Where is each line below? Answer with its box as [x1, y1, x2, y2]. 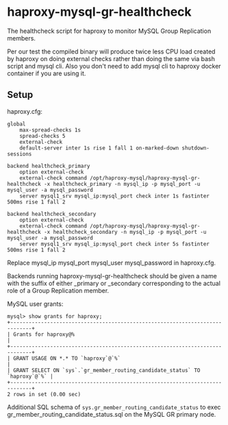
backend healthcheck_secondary [7, 210, 97, 217]
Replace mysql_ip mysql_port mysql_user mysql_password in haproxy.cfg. [7, 258, 216, 267]
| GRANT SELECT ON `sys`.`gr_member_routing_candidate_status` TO [7, 367, 201, 374]
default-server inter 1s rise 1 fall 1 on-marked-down [19, 145, 179, 151]
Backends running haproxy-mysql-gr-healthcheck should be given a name [7, 271, 217, 280]
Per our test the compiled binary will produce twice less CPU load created [7, 47, 216, 56]
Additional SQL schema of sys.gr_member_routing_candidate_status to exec [7, 402, 221, 411]
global [7, 121, 26, 127]
